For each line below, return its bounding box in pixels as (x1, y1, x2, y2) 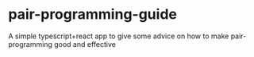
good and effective (54, 39, 117, 48)
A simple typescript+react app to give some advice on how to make (8, 31, 229, 41)
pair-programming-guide (8, 5, 177, 23)
